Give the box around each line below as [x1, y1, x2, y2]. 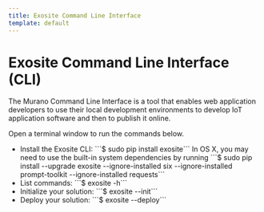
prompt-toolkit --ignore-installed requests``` [19, 170, 166, 179]
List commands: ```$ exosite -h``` [19, 179, 128, 188]
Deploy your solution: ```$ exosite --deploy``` [19, 195, 166, 205]
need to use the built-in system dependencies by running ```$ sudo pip [19, 153, 253, 163]
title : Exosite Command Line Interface [8, 11, 142, 20]
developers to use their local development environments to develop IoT [8, 105, 242, 115]
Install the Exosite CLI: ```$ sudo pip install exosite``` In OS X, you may [19, 144, 250, 154]
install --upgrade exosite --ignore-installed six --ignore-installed [19, 161, 233, 171]
